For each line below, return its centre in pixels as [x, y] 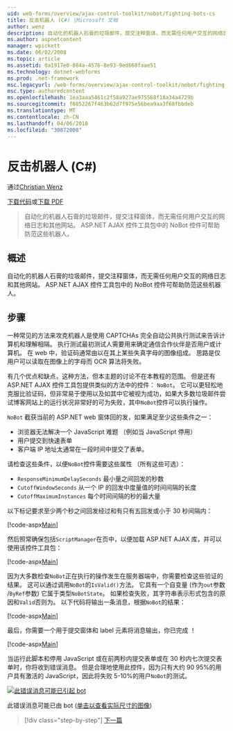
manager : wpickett [34, 46]
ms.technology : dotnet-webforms [54, 72]
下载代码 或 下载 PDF [35, 202]
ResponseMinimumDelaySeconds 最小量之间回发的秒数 [90, 478]
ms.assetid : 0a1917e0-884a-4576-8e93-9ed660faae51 [82, 65]
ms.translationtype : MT [42, 110]
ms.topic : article [34, 59]
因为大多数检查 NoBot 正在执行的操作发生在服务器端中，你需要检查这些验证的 [115, 576]
